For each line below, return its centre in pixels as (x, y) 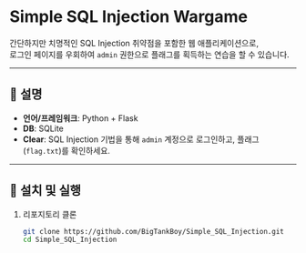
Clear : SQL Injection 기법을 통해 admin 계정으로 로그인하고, (128, 139)
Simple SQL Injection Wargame (129, 17)
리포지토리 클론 (50, 214)
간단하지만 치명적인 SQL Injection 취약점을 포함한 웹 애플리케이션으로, (134, 43)
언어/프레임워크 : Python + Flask (80, 118)
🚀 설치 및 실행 (46, 191)
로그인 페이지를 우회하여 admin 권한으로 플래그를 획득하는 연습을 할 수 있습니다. (149, 54)
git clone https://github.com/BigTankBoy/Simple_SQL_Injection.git (153, 231)
